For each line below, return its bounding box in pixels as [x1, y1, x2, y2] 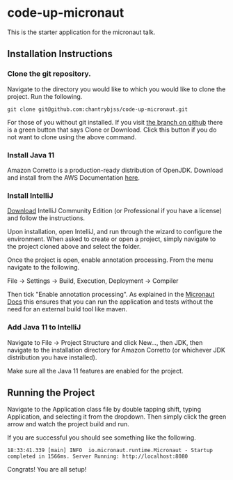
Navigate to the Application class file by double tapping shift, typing [7, 405, 202, 414]
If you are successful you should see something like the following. [7, 433, 196, 442]
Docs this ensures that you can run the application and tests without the [7, 297, 214, 306]
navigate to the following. [7, 263, 80, 272]
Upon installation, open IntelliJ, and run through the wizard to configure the [7, 228, 223, 236]
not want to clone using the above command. [7, 132, 137, 141]
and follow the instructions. [7, 214, 86, 222]
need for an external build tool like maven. [7, 305, 127, 313]
